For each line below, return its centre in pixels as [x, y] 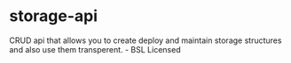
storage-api [54, 16]
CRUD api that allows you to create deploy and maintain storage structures [145, 40]
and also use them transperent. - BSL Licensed [95, 49]
